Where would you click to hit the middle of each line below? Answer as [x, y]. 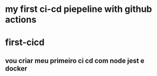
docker [16, 68]
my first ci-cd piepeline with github [78, 9]
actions [21, 20]
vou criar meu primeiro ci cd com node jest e [75, 61]
